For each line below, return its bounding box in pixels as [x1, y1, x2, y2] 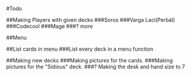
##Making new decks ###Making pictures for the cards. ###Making [6, 57, 173, 64]
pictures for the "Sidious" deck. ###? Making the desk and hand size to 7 [6, 63, 185, 70]
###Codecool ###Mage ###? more [6, 23, 93, 29]
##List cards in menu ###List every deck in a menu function [6, 45, 154, 52]
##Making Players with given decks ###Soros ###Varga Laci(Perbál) [6, 16, 176, 23]
